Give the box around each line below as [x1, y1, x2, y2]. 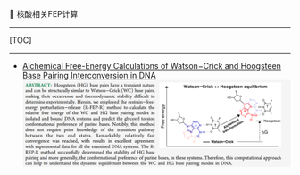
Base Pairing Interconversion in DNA [21, 71, 156, 80]
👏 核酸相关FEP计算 [9, 9, 79, 19]
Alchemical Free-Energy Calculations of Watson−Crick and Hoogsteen [21, 61, 281, 71]
